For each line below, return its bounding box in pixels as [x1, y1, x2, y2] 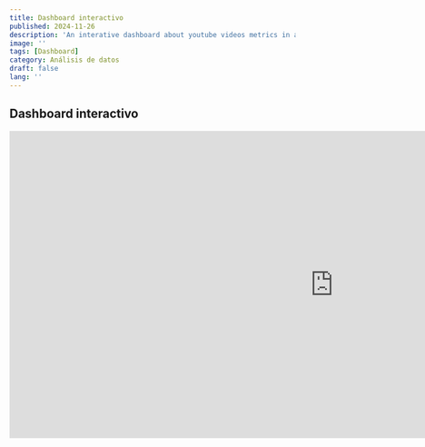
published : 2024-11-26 [9, 22, 95, 31]
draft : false [9, 65, 59, 74]
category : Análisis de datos [9, 55, 120, 65]
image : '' [9, 38, 47, 48]
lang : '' [9, 73, 43, 82]
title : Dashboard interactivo [9, 13, 124, 23]
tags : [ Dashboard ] [9, 47, 79, 56]
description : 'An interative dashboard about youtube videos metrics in [9, 30, 291, 39]
